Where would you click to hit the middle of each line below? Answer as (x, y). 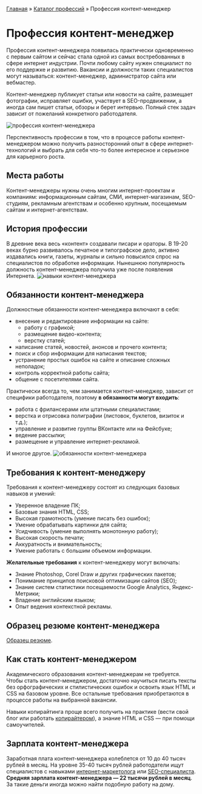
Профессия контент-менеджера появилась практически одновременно (100, 50)
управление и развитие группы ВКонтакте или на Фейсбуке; (93, 429)
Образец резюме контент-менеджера (83, 626)
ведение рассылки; (40, 435)
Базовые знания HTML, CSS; (52, 512)
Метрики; (28, 594)
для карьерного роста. (36, 156)
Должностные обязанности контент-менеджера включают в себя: (93, 309)
